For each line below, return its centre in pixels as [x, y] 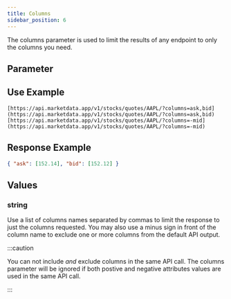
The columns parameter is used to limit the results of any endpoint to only [112, 39]
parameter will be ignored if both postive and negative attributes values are [114, 269]
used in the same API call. [44, 276]
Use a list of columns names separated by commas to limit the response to [113, 220]
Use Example [36, 92]
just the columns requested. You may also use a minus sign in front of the [112, 227]
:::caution [21, 248]
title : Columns [29, 13]
